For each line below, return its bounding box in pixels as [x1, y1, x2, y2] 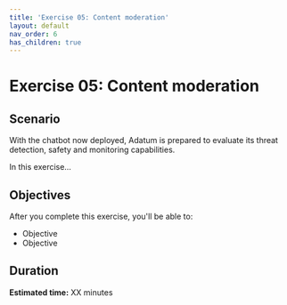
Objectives [9, 188, 71, 203]
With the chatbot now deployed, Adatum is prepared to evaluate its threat [9, 135, 279, 146]
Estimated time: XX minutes [9, 286, 113, 298]
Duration [9, 263, 60, 278]
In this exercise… [9, 162, 71, 173]
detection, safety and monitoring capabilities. [9, 144, 176, 156]
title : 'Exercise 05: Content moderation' [9, 12, 169, 22]
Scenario [9, 111, 61, 126]
